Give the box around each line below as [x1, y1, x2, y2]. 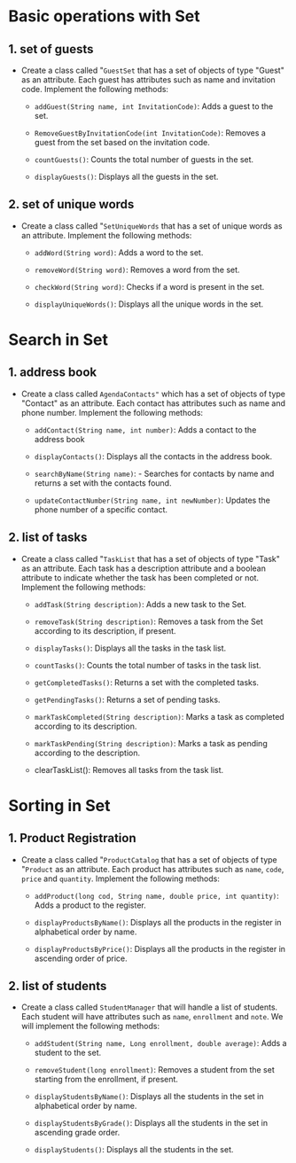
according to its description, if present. [34, 625, 176, 636]
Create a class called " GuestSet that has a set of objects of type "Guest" [20, 65, 284, 75]
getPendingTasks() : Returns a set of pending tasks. [34, 694, 221, 705]
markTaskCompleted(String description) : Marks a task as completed [34, 711, 284, 722]
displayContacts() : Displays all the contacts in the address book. [34, 450, 273, 462]
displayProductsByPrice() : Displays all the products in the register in [34, 943, 285, 954]
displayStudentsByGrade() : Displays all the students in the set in [34, 1118, 268, 1128]
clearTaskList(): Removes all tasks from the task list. [34, 764, 224, 775]
